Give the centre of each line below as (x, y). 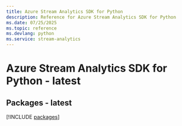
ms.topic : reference (32, 28)
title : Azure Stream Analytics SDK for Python (65, 12)
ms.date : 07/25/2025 (32, 22)
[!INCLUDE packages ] (33, 117)
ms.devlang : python (30, 34)
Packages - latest (39, 103)
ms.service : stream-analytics (44, 39)
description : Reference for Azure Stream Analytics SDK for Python (91, 17)
